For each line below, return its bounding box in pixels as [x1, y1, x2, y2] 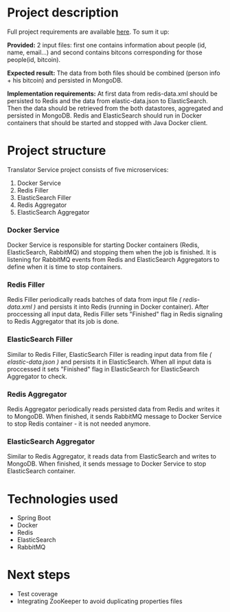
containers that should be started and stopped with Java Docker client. [7, 118, 208, 127]
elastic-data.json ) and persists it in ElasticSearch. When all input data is [7, 358, 211, 366]
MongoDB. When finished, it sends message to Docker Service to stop [7, 459, 207, 468]
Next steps [7, 567, 71, 582]
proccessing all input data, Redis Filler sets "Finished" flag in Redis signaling [7, 310, 223, 318]
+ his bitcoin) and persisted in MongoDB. [7, 76, 123, 84]
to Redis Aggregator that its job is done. [7, 318, 119, 326]
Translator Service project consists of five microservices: [7, 165, 169, 173]
